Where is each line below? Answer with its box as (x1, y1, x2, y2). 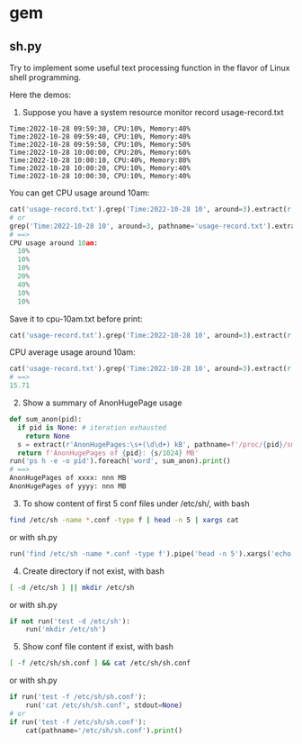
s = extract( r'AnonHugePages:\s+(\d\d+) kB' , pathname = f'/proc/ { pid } (17, 440, 283, 449)
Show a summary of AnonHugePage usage (22, 397, 182, 408)
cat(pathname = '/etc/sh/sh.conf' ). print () (25, 726, 182, 735)
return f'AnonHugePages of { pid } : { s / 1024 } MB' (17, 449, 200, 458)
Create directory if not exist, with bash (22, 566, 164, 576)
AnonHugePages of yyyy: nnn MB (9, 482, 127, 491)
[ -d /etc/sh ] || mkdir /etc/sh (9, 583, 135, 592)
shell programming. (9, 72, 82, 83)
